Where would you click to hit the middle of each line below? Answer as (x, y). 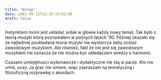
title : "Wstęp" (20, 9)
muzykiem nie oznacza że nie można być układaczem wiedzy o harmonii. (78, 53)
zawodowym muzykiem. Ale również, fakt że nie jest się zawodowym (74, 48)
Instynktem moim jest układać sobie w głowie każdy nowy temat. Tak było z (81, 32)
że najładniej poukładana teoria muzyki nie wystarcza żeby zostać (71, 43)
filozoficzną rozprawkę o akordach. (40, 73)
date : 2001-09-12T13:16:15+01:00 (39, 14)
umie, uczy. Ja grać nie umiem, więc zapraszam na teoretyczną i (70, 67)
